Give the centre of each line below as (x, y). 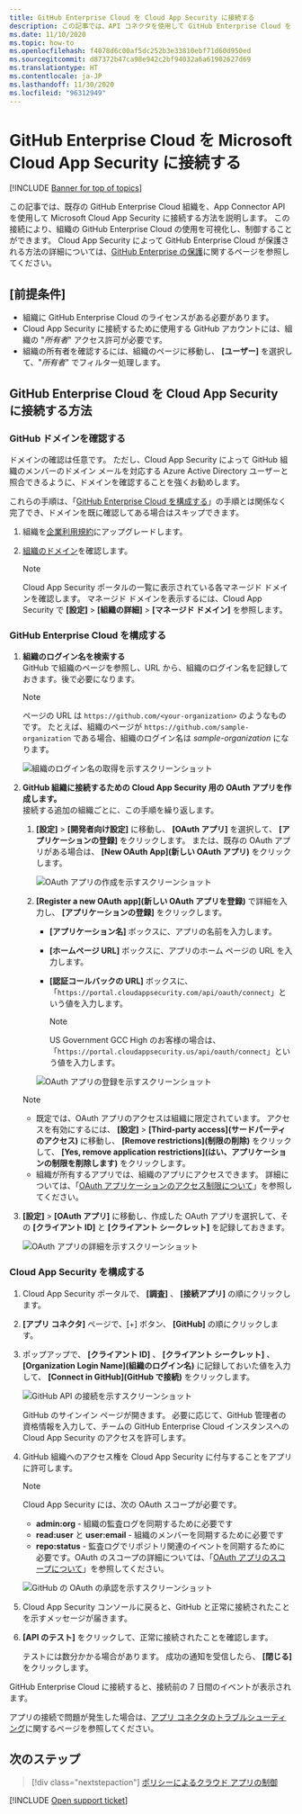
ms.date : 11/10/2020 (48, 34)
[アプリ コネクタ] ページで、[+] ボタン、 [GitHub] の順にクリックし (147, 1324)
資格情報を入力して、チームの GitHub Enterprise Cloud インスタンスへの (155, 1426)
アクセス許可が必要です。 (120, 340)
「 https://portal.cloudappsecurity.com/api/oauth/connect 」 (164, 992)
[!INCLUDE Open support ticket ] (69, 1801)
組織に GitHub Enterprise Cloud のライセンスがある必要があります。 (148, 318)
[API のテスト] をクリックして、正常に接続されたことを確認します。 (147, 1637)
